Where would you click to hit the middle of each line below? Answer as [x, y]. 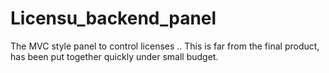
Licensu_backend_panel [113, 18]
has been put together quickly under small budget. [114, 56]
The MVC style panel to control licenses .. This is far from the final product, [165, 46]
